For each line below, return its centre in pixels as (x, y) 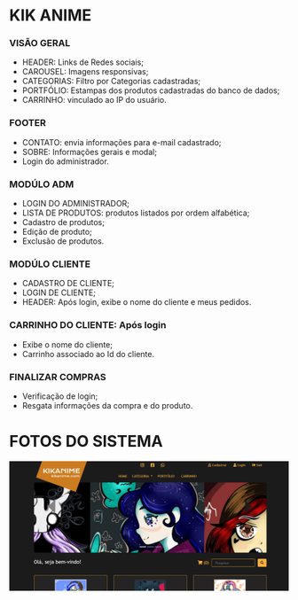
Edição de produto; (57, 232)
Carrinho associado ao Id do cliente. (88, 354)
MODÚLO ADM (42, 184)
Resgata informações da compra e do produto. (107, 405)
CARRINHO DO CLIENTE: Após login (88, 325)
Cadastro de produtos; (63, 222)
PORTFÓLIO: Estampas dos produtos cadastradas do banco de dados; (151, 90)
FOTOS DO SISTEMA (86, 442)
